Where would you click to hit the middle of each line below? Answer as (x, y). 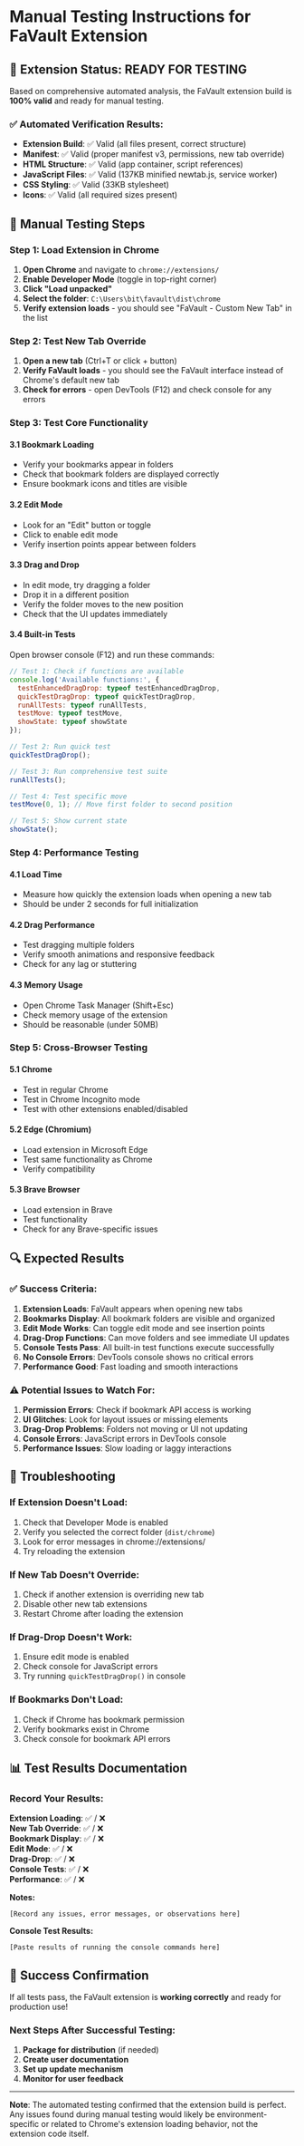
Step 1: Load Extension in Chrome (85, 249)
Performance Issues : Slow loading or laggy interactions (127, 1448)
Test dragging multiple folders (78, 945)
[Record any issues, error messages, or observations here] (125, 1914)
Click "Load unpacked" (67, 288)
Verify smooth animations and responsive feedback (119, 954)
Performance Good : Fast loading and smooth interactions (130, 1367)
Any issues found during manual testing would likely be (112, 2114)
